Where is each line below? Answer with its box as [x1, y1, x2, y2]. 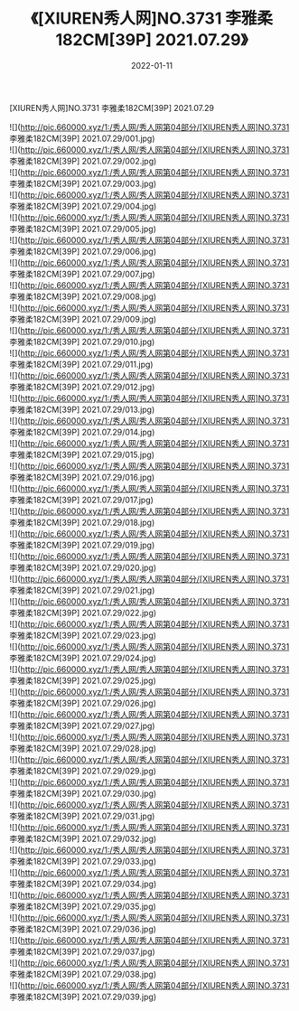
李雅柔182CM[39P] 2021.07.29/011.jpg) [9, 359, 154, 370]
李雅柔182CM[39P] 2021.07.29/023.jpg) [9, 630, 156, 641]
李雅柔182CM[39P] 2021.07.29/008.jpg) [9, 291, 157, 302]
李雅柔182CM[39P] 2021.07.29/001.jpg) [9, 133, 155, 144]
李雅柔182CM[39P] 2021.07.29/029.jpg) [9, 765, 156, 776]
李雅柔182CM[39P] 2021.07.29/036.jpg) [9, 923, 156, 934]
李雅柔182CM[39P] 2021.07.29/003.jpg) [9, 178, 157, 189]
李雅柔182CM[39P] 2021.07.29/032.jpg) [9, 833, 157, 844]
